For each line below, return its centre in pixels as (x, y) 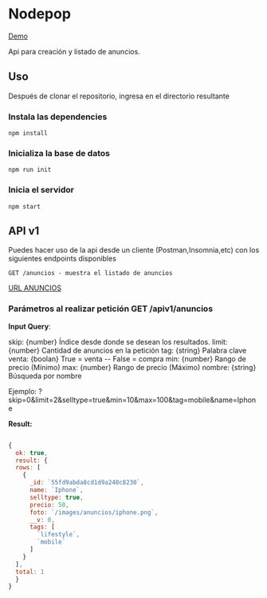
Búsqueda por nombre (45, 376)
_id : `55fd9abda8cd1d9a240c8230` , (87, 483)
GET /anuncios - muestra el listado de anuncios (90, 273)
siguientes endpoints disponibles (63, 259)
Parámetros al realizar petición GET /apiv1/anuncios (111, 309)
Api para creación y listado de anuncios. (75, 51)
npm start (25, 206)
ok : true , (31, 452)
